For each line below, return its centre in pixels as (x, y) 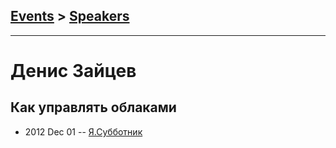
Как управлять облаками (93, 107)
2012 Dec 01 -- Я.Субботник (83, 131)
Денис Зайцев (73, 71)
